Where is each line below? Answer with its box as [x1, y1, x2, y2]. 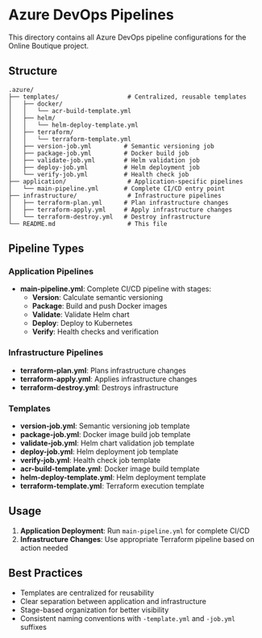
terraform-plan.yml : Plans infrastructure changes [19, 365, 187, 375]
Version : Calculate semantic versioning [31, 293, 164, 302]
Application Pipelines [8, 266, 94, 277]
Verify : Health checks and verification [31, 327, 159, 336]
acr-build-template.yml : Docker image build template [19, 464, 200, 473]
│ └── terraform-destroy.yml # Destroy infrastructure [8, 212, 211, 221]
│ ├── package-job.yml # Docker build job [8, 149, 189, 157]
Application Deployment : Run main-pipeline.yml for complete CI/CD [19, 526, 250, 536]
